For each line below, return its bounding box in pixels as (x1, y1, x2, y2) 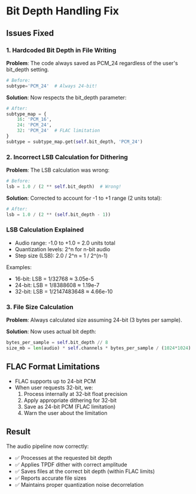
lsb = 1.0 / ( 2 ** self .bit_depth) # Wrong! (6, 184, 121, 190)
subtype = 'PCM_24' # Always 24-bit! (6, 83, 97, 89)
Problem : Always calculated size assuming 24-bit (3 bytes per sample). (6, 316, 182, 324)
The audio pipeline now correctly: (6, 443, 89, 450)
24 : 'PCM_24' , (17, 122, 52, 128)
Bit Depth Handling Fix (6, 4, 120, 18)
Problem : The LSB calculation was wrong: (6, 166, 110, 174)
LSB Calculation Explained (6, 225, 84, 234)
